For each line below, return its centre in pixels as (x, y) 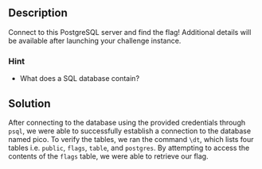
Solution (29, 104)
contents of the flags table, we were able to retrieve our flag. (108, 156)
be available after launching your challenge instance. (95, 40)
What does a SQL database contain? (80, 79)
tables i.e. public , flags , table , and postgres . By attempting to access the (129, 148)
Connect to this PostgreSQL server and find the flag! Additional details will (130, 32)
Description (38, 13)
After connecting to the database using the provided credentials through (127, 122)
